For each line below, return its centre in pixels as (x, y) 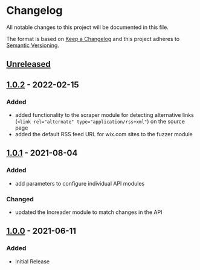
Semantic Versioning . (33, 45)
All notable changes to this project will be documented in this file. (88, 27)
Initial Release (32, 261)
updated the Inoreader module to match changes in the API (89, 212)
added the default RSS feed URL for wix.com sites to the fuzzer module (104, 134)
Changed (20, 199)
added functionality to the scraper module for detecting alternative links (105, 115)
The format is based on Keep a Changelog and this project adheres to (93, 39)
